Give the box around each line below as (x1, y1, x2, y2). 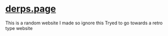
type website (5, 25, 33, 31)
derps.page (5, 3, 57, 15)
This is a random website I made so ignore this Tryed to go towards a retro (5, 20, 163, 26)
